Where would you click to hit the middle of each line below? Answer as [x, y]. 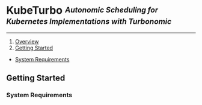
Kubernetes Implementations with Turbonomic [89, 21]
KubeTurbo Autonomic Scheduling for [82, 10]
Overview [27, 41]
